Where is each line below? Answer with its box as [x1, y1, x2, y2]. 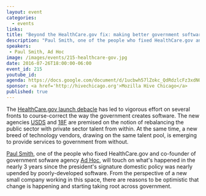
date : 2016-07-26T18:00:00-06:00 [6, 60, 92, 66]
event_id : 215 [6, 66, 43, 72]
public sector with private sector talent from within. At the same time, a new [6, 125, 197, 132]
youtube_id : [6, 72, 37, 78]
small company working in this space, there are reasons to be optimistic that [6, 176, 199, 183]
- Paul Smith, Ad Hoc [9, 49, 64, 55]
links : [6, 26, 23, 32]
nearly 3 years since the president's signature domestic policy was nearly [6, 163, 193, 170]
